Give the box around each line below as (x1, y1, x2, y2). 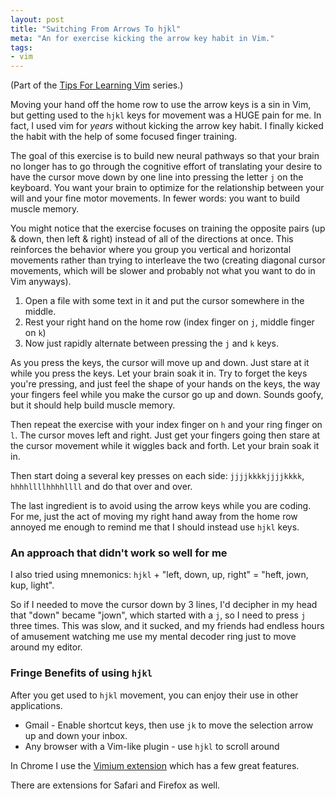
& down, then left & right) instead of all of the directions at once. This (10, 233, 294, 245)
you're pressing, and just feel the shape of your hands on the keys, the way (10, 378, 321, 390)
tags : (10, 42, 33, 53)
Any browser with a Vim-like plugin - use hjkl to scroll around (24, 740, 280, 752)
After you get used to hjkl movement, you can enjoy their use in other (10, 689, 299, 701)
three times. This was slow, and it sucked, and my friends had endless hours (10, 620, 325, 632)
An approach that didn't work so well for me (10, 546, 228, 560)
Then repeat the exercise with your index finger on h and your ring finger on (10, 419, 323, 431)
